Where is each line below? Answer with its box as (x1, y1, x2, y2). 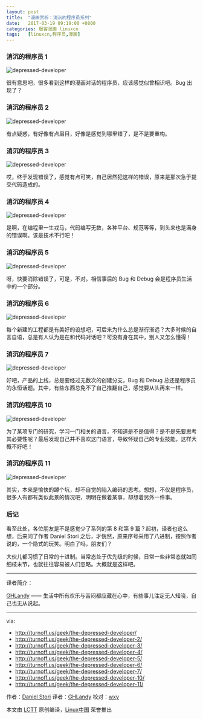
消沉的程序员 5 (6, 248, 50, 257)
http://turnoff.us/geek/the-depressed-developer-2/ (14, 635, 143, 643)
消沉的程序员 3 (6, 147, 50, 155)
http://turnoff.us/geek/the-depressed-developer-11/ (14, 681, 144, 688)
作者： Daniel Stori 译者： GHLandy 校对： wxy (6, 693, 120, 700)
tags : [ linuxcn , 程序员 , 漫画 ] (6, 31, 80, 38)
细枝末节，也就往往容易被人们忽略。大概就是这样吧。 (6, 561, 139, 568)
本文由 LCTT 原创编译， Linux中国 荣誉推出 (6, 706, 112, 714)
